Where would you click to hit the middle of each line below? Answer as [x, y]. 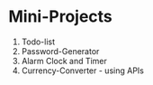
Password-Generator [60, 51]
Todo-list [38, 42]
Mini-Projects [61, 17]
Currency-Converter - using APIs [83, 71]
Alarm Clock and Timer [64, 61]
